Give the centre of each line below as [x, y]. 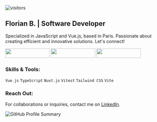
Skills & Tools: [23, 69]
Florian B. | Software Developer [55, 24]
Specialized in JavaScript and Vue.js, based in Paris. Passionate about [78, 36]
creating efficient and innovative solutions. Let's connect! [65, 41]
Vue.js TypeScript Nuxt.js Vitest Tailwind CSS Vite [60, 81]
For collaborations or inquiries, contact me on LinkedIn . [63, 104]
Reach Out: [19, 94]
